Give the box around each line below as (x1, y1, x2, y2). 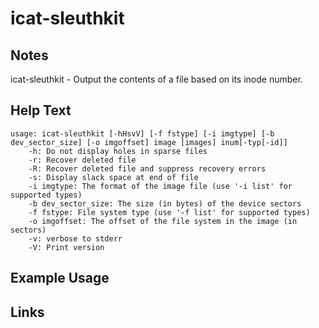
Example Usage (10, 270, 110, 287)
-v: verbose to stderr (28, 233, 123, 244)
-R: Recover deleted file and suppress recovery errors (28, 163, 267, 174)
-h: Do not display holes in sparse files (28, 146, 208, 156)
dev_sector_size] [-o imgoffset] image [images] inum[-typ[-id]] (10, 137, 288, 147)
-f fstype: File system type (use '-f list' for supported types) (28, 207, 311, 217)
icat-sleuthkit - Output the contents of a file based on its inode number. (10, 73, 303, 85)
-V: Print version (28, 242, 105, 252)
